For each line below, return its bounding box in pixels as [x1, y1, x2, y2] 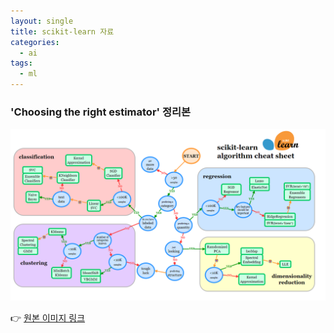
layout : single [10, 16, 74, 26]
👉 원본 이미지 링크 [10, 311, 86, 324]
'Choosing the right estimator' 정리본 [10, 105, 192, 119]
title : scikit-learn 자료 [10, 26, 115, 37]
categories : [10, 37, 60, 47]
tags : [10, 58, 33, 69]
